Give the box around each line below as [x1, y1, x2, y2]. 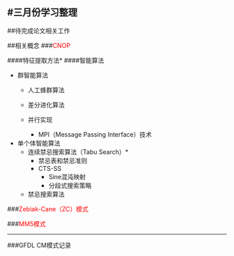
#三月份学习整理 [7, 6, 78, 19]
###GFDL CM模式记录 [7, 241, 72, 249]
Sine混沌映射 [48, 172, 86, 181]
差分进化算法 [27, 100, 65, 109]
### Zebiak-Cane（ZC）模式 [7, 204, 88, 213]
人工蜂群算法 [27, 86, 65, 94]
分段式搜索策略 [48, 181, 92, 190]
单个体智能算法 [17, 139, 61, 147]
